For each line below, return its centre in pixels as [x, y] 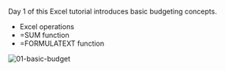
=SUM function [44, 35]
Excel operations [47, 26]
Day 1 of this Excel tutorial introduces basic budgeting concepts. [112, 11]
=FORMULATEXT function [62, 43]
